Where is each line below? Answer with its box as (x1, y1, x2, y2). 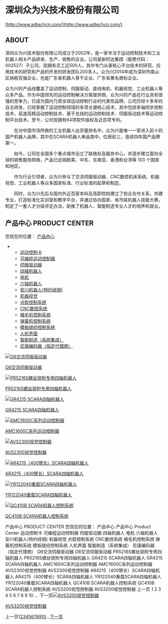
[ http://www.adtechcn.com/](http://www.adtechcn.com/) (5, 21, 122, 27)
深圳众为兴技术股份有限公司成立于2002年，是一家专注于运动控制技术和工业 (5, 49, 161, 55)
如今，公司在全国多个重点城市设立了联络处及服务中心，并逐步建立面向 (13, 150, 158, 156)
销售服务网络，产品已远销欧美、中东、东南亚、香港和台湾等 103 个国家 (13, 156, 160, 162)
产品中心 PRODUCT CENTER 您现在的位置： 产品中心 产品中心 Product (5, 523, 151, 529)
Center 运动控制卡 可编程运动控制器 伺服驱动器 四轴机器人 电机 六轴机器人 (5, 529, 158, 535)
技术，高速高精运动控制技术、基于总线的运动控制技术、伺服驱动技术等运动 (5, 110, 158, 116)
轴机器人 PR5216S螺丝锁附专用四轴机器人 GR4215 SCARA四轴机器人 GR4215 (5, 554, 163, 560)
